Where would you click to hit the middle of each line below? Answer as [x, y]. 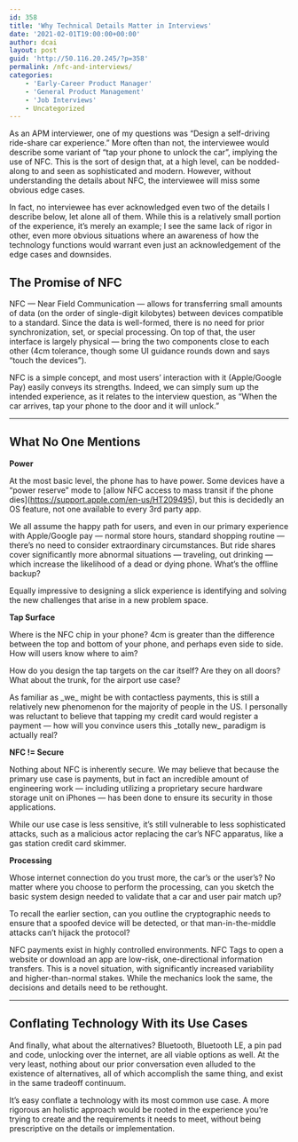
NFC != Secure [37, 752]
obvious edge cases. [47, 190]
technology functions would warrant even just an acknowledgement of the [145, 245]
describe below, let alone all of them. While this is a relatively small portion [145, 217]
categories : [31, 75]
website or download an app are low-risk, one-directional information [136, 959]
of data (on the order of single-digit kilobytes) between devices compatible [146, 313]
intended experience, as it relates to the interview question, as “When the [143, 397]
